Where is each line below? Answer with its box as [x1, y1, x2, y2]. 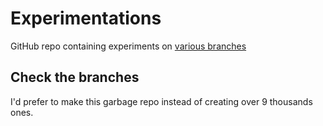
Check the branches [10, 69, 140, 86]
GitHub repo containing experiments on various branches [10, 40, 247, 52]
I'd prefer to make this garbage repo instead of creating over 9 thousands [10, 95, 313, 107]
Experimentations [10, 7, 162, 30]
